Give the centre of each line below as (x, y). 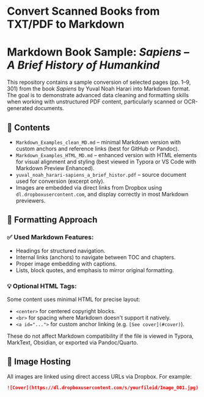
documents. (49, 108)
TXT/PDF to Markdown (66, 24)
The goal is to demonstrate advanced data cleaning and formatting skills (98, 95)
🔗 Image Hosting (39, 362)
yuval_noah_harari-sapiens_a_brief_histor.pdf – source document (101, 174)
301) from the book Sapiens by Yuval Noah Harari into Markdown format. (99, 89)
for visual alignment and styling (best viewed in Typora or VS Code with (106, 161)
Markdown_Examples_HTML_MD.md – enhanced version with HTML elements (106, 155)
